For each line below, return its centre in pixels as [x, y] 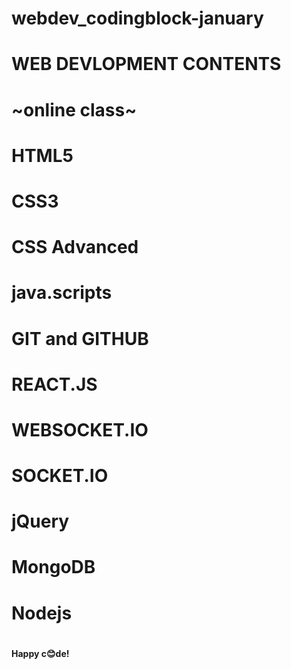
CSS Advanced [75, 247]
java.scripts [62, 293]
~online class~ [74, 109]
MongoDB [53, 567]
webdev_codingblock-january [137, 18]
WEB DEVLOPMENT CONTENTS [146, 64]
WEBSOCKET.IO [80, 429]
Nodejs [42, 613]
